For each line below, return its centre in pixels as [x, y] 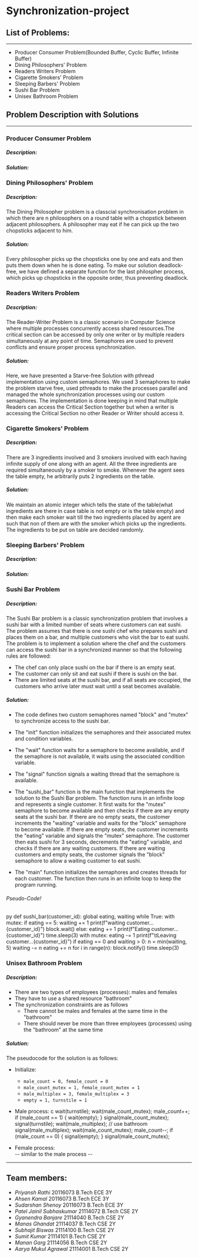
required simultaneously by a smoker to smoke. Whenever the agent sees [95, 470]
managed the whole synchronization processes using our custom [85, 394]
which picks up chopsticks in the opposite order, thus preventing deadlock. [97, 278]
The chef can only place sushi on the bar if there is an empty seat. [95, 667]
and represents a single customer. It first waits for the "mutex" [90, 804]
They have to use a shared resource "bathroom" [73, 998]
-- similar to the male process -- [54, 1154]
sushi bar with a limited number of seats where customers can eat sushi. [94, 625]
